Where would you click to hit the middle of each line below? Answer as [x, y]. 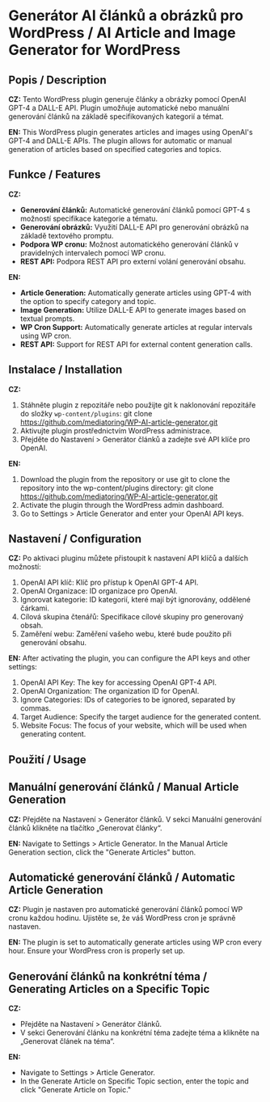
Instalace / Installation [65, 370]
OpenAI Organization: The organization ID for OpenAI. [110, 691]
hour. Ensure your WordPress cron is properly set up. [97, 951]
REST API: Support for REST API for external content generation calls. [136, 344]
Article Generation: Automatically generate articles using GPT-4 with [136, 293]
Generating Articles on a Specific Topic [109, 989]
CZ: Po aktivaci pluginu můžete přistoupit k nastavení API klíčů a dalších [129, 558]
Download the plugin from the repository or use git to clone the [125, 479]
